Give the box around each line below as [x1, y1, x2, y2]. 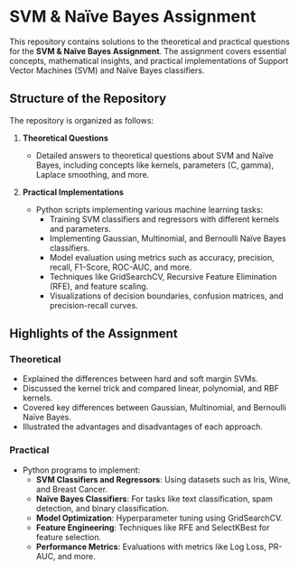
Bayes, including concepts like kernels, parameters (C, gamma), [35, 160, 274, 170]
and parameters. [49, 223, 111, 234]
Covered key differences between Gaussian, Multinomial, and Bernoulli [22, 402, 286, 413]
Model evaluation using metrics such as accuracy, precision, [49, 252, 276, 262]
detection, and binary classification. [35, 502, 170, 513]
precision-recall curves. [49, 299, 138, 310]
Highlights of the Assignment [9, 326, 178, 342]
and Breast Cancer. [35, 483, 108, 494]
